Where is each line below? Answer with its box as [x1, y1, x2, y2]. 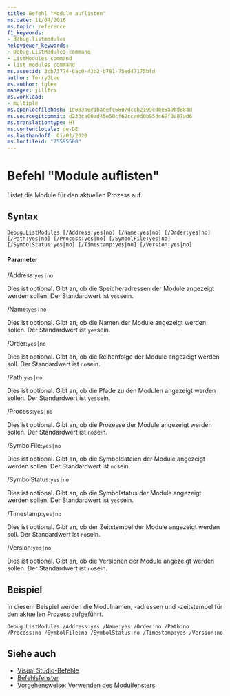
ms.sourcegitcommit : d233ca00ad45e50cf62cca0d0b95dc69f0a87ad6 [7, 112, 193, 119]
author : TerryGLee [7, 74, 60, 81]
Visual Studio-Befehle [17, 666, 79, 675]
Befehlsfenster [17, 673, 59, 682]
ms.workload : [7, 94, 45, 101]
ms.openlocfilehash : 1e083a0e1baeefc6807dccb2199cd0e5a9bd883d [7, 106, 193, 113]
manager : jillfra [7, 87, 57, 94]
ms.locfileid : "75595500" [7, 139, 81, 146]
